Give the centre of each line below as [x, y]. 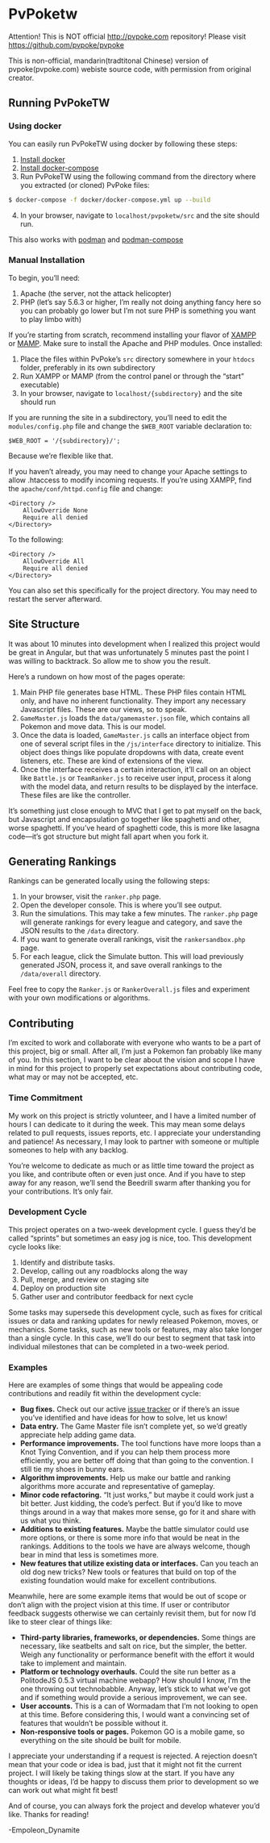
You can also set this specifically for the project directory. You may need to [133, 590]
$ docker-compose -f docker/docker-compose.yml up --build [110, 200]
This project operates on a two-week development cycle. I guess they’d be [132, 1229]
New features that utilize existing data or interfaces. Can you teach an [139, 1564]
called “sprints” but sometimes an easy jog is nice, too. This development [130, 1238]
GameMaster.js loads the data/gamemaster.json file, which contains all [135, 718]
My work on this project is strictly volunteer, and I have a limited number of [132, 1115]
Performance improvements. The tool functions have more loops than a [141, 1444]
